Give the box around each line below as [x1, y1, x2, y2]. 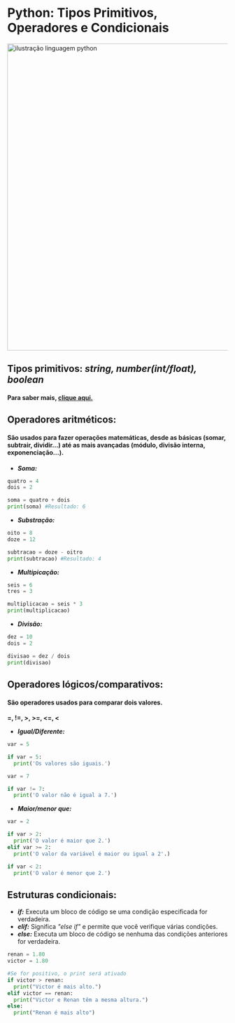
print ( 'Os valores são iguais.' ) [13, 760, 111, 767]
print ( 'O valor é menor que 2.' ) [13, 869, 111, 876]
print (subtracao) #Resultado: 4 [7, 555, 101, 562]
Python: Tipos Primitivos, [7, 5, 158, 21]
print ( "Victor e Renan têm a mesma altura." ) [13, 996, 149, 1003]
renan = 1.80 [7, 951, 45, 958]
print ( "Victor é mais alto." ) [13, 983, 101, 990]
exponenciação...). [7, 448, 64, 457]
